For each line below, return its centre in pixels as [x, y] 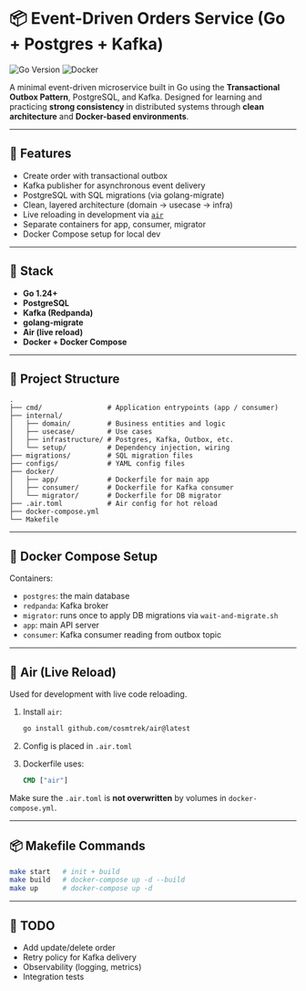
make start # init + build [65, 871]
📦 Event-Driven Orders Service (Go [148, 19]
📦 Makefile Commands [77, 846]
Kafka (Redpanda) [58, 312]
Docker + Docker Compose [75, 342]
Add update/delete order [69, 948]
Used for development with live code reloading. [98, 694]
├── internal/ [36, 416]
